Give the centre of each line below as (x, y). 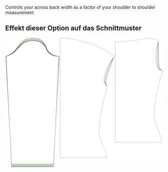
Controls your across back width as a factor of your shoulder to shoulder (80, 7)
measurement (20, 12)
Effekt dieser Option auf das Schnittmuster (73, 28)
